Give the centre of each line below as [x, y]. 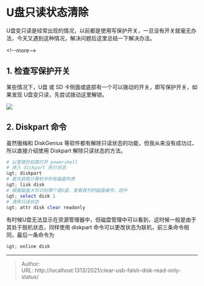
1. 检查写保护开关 [38, 71]
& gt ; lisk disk [25, 185]
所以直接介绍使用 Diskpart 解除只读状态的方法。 [66, 151]
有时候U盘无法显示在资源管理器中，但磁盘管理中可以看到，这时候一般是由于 [101, 220]
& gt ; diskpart [24, 173]
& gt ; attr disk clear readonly [46, 207]
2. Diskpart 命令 [36, 127]
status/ [30, 277]
